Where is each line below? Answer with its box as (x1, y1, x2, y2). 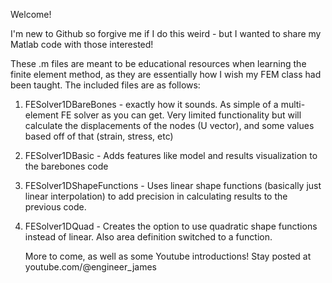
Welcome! (10, 9, 52, 20)
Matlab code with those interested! (10, 39, 154, 50)
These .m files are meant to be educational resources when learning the (10, 58, 307, 69)
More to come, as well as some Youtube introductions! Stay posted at (24, 250, 312, 262)
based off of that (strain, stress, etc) (24, 130, 174, 142)
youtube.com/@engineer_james (24, 261, 157, 273)
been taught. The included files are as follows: (10, 79, 201, 91)
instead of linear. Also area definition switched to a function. (24, 231, 273, 243)
